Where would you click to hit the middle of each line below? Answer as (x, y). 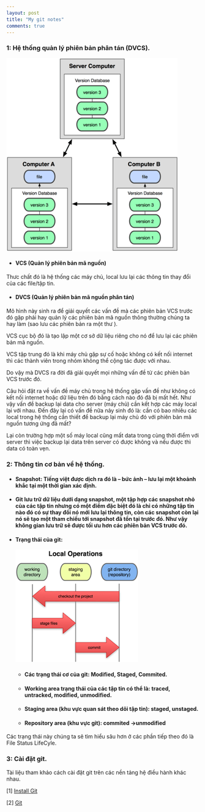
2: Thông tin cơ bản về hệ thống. (56, 464)
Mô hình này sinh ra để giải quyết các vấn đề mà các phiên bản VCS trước (99, 311)
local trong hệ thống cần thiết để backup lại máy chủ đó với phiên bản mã (99, 417)
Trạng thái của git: (39, 539)
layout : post (23, 13)
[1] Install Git (22, 791)
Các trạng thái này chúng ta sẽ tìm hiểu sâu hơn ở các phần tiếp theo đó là (100, 737)
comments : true (26, 26)
